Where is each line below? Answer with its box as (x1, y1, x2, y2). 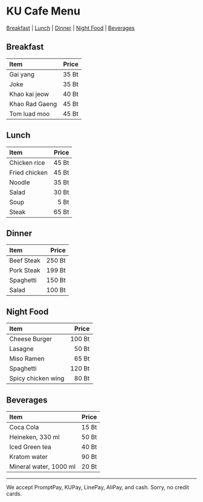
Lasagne (9, 344, 34, 353)
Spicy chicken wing (9, 374, 65, 383)
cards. (6, 490, 22, 497)
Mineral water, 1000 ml (9, 463, 76, 470)
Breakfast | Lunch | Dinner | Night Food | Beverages (6, 24, 135, 32)
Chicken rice (9, 158, 45, 167)
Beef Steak (9, 256, 40, 265)
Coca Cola (9, 423, 39, 431)
